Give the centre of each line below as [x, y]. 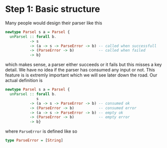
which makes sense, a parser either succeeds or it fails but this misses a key [83, 65]
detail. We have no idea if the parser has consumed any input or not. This [80, 70]
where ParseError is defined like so [41, 131]
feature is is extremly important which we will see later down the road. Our [81, 75]
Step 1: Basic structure [53, 9]
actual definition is [24, 80]
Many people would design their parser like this [54, 23]
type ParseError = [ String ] [34, 141]
